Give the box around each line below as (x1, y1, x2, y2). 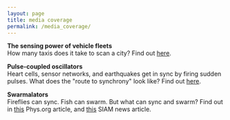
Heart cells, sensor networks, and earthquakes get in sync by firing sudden (7, 70, 222, 78)
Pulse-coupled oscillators (7, 63, 83, 71)
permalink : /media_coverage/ (7, 23, 91, 30)
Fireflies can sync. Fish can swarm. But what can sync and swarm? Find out (7, 98, 223, 106)
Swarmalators (7, 90, 48, 99)
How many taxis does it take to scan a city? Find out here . (7, 49, 171, 57)
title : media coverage (7, 17, 73, 23)
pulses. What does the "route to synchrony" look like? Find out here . (7, 77, 202, 86)
